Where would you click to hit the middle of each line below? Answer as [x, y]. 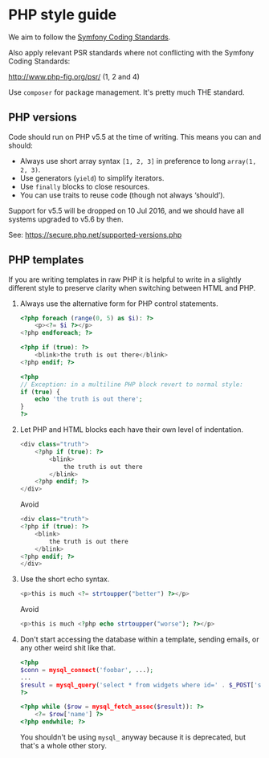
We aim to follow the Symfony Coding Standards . [90, 37]
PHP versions [43, 118]
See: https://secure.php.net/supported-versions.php [95, 234]
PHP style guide [63, 15]
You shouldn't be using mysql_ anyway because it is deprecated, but [133, 737]
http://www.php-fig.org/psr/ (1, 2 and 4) [74, 76]
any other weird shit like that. [68, 648]
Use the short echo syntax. [65, 579]
